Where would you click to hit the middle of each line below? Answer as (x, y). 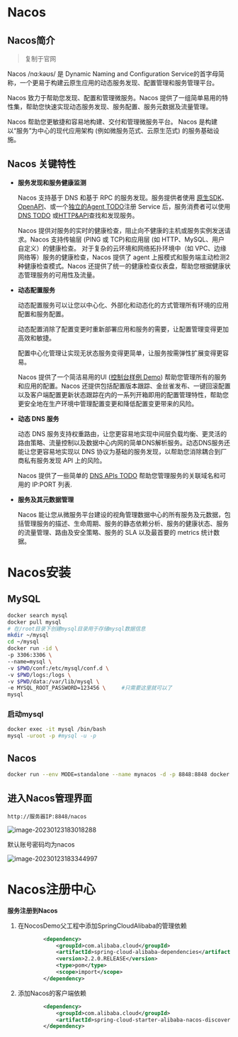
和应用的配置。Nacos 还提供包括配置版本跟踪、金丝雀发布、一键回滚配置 (124, 386)
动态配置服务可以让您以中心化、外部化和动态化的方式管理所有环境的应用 (123, 305)
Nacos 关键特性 (42, 164)
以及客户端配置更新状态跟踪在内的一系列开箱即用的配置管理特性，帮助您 (123, 394)
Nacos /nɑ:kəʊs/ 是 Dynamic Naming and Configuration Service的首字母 (113, 74)
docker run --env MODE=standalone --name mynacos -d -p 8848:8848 (107, 775)
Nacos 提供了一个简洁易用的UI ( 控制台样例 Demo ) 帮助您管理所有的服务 (122, 376)
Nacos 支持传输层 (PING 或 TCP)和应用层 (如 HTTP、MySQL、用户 (127, 239)
